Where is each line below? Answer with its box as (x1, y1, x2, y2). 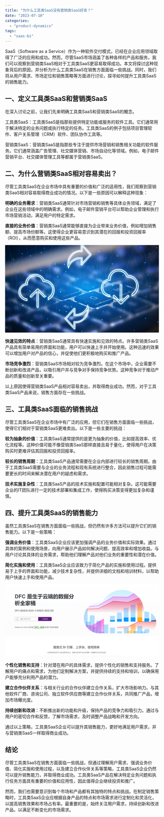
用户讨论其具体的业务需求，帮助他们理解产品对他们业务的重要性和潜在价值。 (5, 551, 159, 558)
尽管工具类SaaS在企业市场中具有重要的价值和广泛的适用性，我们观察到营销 (5, 184, 157, 189)
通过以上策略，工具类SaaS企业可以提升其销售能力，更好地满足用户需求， (5, 724, 152, 729)
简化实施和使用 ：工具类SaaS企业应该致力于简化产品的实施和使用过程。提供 (5, 562, 157, 568)
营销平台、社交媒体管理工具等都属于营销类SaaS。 (5, 154, 105, 160)
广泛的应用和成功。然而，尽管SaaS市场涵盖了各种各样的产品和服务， (13, 54, 152, 60)
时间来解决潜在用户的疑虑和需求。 (21, 470, 91, 476)
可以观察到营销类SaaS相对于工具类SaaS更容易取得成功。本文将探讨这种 (9, 61, 154, 66)
